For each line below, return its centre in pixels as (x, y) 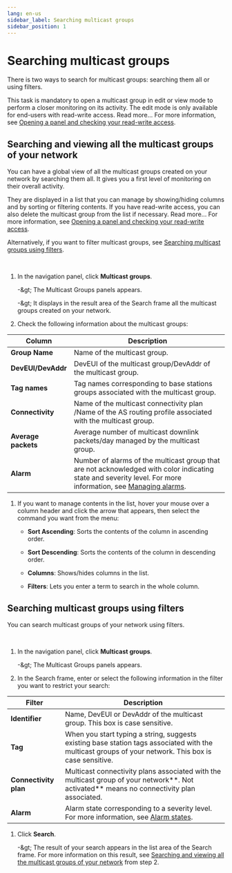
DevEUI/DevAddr (39, 368)
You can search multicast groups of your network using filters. (96, 624)
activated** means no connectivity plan (130, 788)
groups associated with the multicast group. (145, 392)
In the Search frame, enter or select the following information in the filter (120, 678)
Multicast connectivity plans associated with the (143, 771)
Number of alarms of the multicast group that (147, 461)
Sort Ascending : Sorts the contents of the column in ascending (118, 532)
